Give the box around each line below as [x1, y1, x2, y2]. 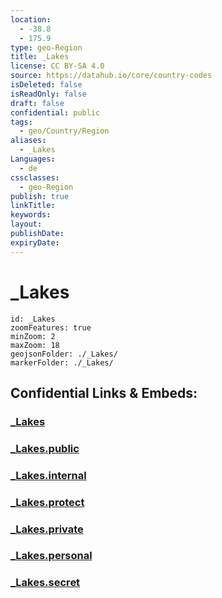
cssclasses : [10, 172, 60, 183]
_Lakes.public [10, 441, 80, 455]
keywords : [10, 210, 52, 220]
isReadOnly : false [10, 89, 87, 99]
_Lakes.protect [10, 495, 85, 509]
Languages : [10, 154, 56, 164]
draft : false [10, 98, 65, 108]
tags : [10, 117, 33, 127]
